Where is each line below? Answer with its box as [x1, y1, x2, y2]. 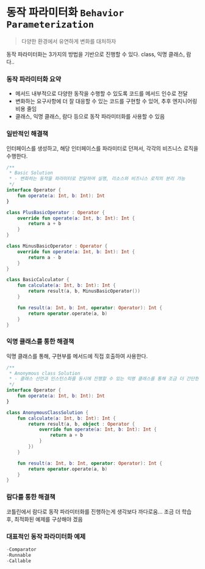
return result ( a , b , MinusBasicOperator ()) [28, 288, 140, 295]
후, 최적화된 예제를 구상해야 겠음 [6, 515, 84, 523]
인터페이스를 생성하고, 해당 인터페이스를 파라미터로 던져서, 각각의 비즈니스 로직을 [6, 145, 199, 152]
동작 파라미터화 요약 [6, 74, 62, 83]
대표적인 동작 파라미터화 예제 [6, 532, 86, 540]
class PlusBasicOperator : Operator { [6, 209, 105, 215]
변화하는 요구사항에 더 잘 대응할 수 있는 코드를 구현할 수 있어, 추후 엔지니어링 [15, 98, 198, 105]
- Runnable [6, 552, 32, 558]
